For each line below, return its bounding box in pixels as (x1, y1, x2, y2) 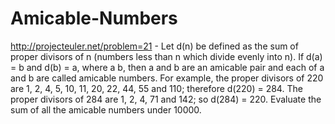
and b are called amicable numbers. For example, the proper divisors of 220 (10, 72, 324, 84)
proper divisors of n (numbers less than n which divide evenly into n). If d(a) (10, 50, 323, 62)
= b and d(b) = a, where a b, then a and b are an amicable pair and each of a (10, 61, 325, 73)
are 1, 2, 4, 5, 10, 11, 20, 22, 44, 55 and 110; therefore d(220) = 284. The (10, 82, 303, 94)
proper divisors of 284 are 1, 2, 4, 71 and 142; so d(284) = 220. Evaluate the (10, 93, 322, 105)
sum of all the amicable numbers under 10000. (10, 103, 202, 116)
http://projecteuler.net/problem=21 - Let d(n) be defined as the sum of (10, 40, 299, 52)
